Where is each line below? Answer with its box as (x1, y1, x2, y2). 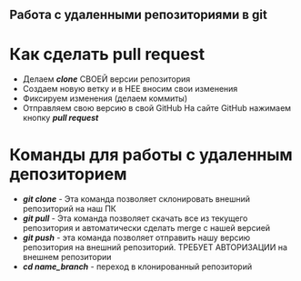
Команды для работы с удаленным (9, 145, 293, 165)
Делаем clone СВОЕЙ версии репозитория (22, 74, 191, 85)
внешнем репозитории (22, 252, 112, 263)
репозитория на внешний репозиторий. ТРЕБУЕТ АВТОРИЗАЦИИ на (22, 242, 288, 253)
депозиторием (9, 164, 127, 185)
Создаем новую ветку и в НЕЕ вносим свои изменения (22, 84, 238, 95)
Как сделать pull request (9, 44, 206, 65)
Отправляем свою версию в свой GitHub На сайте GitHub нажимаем (22, 103, 292, 114)
